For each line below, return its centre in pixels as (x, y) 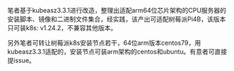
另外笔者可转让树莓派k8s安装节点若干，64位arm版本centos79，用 (104, 43)
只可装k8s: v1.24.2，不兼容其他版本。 (62, 28)
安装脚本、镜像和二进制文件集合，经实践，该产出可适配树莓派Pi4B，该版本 (117, 19)
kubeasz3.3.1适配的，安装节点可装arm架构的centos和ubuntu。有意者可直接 (117, 52)
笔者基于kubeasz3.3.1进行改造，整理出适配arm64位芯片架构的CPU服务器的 (117, 10)
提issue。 (21, 60)
